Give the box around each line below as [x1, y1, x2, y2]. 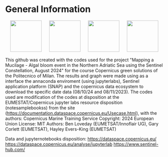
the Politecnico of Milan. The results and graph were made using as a [5, 73, 148, 79]
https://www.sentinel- [113, 141, 159, 147]
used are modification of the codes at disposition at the [5, 94, 119, 100]
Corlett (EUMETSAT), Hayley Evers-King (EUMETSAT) [5, 126, 117, 132]
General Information [5, 4, 91, 15]
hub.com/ [5, 146, 25, 152]
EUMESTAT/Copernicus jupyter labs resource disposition [5, 99, 123, 105]
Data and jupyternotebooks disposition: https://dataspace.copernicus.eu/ [5, 135, 157, 141]
